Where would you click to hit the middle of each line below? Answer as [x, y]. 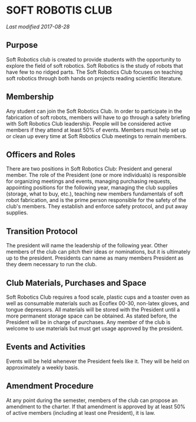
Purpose [22, 45]
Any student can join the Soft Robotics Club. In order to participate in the [94, 111]
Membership [30, 97]
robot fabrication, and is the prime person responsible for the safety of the [96, 200]
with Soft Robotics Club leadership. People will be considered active [89, 123]
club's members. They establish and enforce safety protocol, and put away [97, 207]
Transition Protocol [42, 231]
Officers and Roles [41, 154]
